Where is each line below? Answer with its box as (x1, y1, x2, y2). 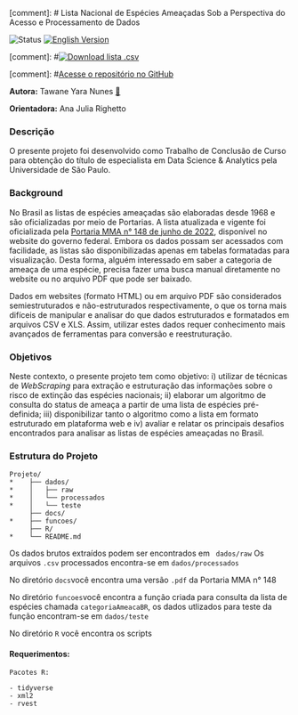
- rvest (9, 699, 38, 709)
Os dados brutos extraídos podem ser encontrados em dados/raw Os (9, 548, 264, 559)
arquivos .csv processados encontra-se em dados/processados (9, 557, 239, 568)
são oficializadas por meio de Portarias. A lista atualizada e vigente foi (9, 216, 267, 227)
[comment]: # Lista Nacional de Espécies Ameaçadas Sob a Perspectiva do (9, 8, 286, 18)
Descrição (9, 125, 55, 137)
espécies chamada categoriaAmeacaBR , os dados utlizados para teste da (9, 601, 273, 613)
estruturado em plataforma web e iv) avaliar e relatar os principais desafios (9, 418, 285, 428)
